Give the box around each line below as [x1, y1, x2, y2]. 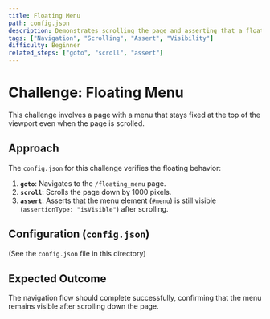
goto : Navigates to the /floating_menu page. [19, 178, 166, 188]
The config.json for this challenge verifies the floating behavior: [8, 163, 222, 172]
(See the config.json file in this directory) [8, 248, 146, 258]
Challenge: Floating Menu [8, 83, 184, 102]
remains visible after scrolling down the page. [8, 301, 159, 311]
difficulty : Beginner [8, 42, 81, 50]
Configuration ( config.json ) [8, 228, 150, 241]
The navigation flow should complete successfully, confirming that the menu [8, 293, 262, 303]
